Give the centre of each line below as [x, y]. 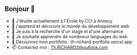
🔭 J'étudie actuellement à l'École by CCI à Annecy [62, 21]
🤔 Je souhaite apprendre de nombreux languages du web [69, 36]
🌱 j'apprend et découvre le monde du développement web [70, 26]
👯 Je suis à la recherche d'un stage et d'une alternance [67, 31]
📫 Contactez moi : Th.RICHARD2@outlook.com [60, 47]
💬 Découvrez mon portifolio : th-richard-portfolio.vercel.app [72, 42]
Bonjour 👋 [20, 9]
